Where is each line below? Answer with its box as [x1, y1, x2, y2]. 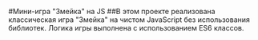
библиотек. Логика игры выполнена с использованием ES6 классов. [8, 24, 244, 32]
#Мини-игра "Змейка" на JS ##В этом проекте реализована [8, 7, 216, 16]
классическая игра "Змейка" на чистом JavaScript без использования [8, 15, 251, 24]
